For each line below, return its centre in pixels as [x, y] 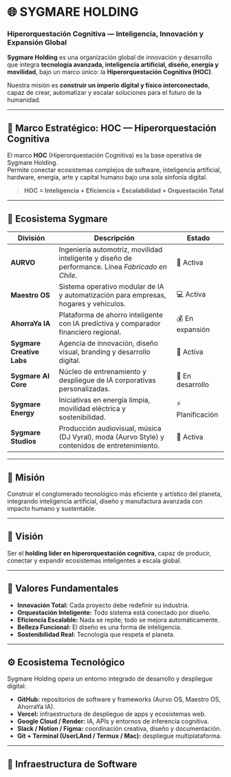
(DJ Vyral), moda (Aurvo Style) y [112, 437]
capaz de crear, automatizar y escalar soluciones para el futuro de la [104, 93]
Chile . [68, 276]
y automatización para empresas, [112, 295]
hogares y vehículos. [92, 304]
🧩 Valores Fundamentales [63, 589]
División [31, 238]
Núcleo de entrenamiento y [102, 372]
